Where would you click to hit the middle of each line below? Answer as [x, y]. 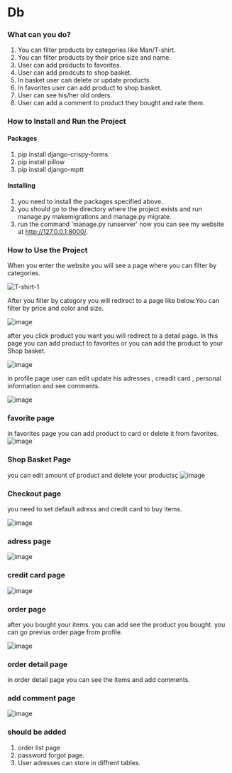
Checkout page [34, 494]
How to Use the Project [48, 250]
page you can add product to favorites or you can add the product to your [115, 343]
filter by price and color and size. [56, 308]
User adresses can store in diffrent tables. [79, 762]
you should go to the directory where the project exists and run [110, 209]
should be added [37, 732]
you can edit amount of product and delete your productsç [93, 475]
